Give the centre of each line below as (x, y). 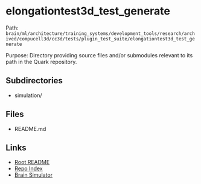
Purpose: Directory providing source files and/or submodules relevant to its (99, 55)
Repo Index (28, 169)
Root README (32, 162)
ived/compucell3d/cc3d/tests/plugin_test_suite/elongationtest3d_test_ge (101, 39)
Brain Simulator (33, 175)
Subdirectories (34, 81)
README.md (30, 128)
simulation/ (28, 95)
